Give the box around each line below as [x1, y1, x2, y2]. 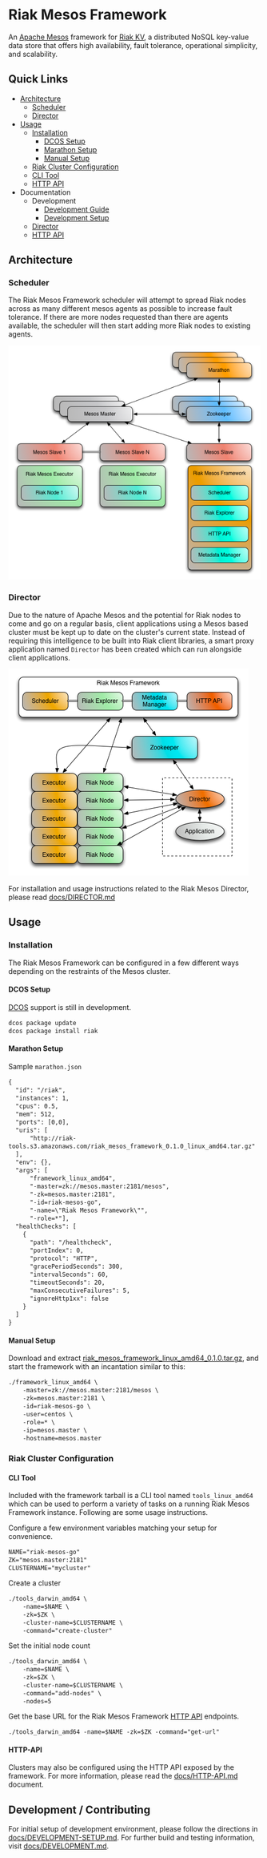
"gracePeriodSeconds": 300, [29, 1262, 124, 1270]
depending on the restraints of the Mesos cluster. [8, 966, 171, 975]
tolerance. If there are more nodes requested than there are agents [8, 313, 229, 322]
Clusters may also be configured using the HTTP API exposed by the [8, 1763, 234, 1772]
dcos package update [8, 1019, 78, 1027]
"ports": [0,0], [15, 1118, 70, 1126]
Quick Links [8, 72, 69, 86]
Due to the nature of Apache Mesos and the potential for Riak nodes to [8, 610, 241, 620]
